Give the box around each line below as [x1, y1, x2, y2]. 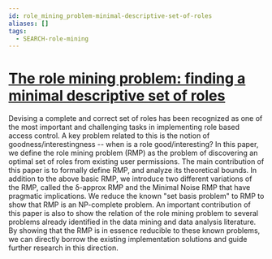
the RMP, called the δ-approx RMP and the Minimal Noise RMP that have [8, 183, 251, 192]
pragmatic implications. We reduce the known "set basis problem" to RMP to [8, 192, 265, 201]
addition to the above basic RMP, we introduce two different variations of [8, 174, 253, 183]
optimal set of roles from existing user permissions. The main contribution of [8, 157, 265, 166]
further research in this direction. [8, 243, 119, 253]
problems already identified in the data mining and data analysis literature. [8, 217, 257, 227]
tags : [8, 27, 27, 35]
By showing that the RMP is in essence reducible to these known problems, [8, 226, 261, 235]
